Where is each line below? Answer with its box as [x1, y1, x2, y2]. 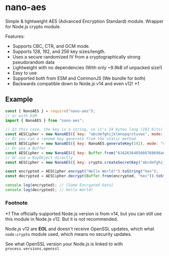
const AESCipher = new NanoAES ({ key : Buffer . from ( [5, 150, 116, 155]
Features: [5, 33, 25, 39]
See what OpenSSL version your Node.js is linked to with [5, 241, 123, 247]
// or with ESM [5, 113, 37, 118]
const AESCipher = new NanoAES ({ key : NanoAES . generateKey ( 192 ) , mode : [5, 141, 158, 146]
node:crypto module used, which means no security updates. [5, 231, 132, 237]
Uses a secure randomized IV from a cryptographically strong [12, 53, 141, 59]
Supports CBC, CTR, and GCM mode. [12, 43, 91, 49]
